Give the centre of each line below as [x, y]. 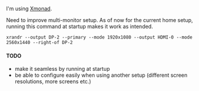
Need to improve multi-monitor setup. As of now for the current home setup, [99, 20]
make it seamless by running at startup [62, 69]
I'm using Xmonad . [29, 9]
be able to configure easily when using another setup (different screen [101, 75]
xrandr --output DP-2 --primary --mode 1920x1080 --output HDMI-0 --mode [99, 37]
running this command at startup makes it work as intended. [80, 26]
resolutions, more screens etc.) [53, 81]
